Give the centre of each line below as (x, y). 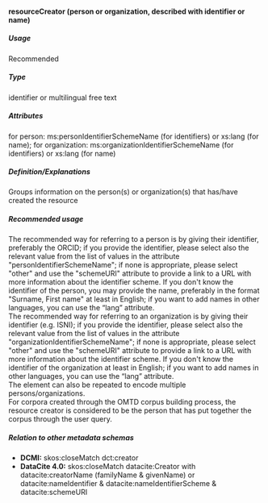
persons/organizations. (47, 393)
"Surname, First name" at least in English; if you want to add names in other (134, 299)
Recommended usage (46, 219)
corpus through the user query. (61, 419)
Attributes (26, 116)
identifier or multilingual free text (63, 98)
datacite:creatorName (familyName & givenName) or (107, 475)
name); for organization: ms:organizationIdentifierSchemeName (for (121, 144)
